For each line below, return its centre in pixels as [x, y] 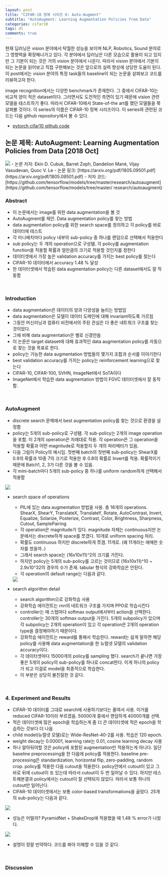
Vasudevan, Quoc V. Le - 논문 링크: [41, 170]
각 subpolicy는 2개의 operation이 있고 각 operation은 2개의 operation [90, 624]
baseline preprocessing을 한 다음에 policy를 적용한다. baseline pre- [80, 754]
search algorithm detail [36, 589]
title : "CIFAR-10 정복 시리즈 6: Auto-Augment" [53, 15]
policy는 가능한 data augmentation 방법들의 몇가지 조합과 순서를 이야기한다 [87, 354]
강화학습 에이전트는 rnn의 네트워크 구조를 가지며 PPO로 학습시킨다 [85, 605]
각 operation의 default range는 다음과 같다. [63, 573]
